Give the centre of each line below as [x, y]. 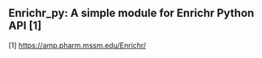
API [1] [25, 26]
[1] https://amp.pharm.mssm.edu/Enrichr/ [77, 45]
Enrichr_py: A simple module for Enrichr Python [131, 13]
